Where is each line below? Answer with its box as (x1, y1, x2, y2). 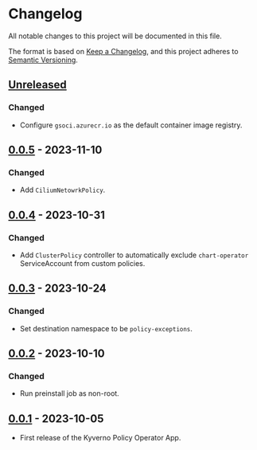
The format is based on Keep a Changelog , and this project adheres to (8, 46, 239, 56)
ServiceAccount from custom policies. (19, 259, 146, 268)
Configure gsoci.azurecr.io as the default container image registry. (19, 120, 243, 130)
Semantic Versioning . (8, 55, 78, 65)
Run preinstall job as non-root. (19, 389, 119, 398)
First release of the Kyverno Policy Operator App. (19, 433, 181, 443)
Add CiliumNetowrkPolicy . (19, 185, 106, 195)
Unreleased (8, 78, 68, 92)
